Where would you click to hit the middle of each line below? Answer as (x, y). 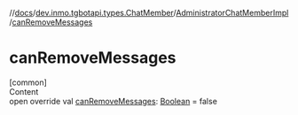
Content (24, 91)
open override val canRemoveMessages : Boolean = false (113, 101)
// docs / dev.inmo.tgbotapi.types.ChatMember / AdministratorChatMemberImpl (149, 13)
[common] (28, 82)
